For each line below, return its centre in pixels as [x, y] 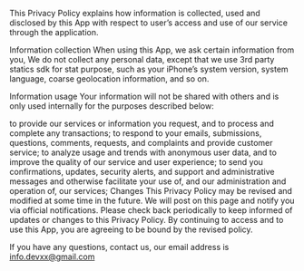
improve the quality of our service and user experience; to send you [136, 162]
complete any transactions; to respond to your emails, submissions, [136, 133]
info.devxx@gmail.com [52, 256]
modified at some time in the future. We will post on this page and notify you [152, 200]
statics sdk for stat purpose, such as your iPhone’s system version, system [149, 69]
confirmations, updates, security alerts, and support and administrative [142, 172]
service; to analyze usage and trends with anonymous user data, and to [143, 152]
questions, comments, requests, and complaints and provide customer [142, 143]
